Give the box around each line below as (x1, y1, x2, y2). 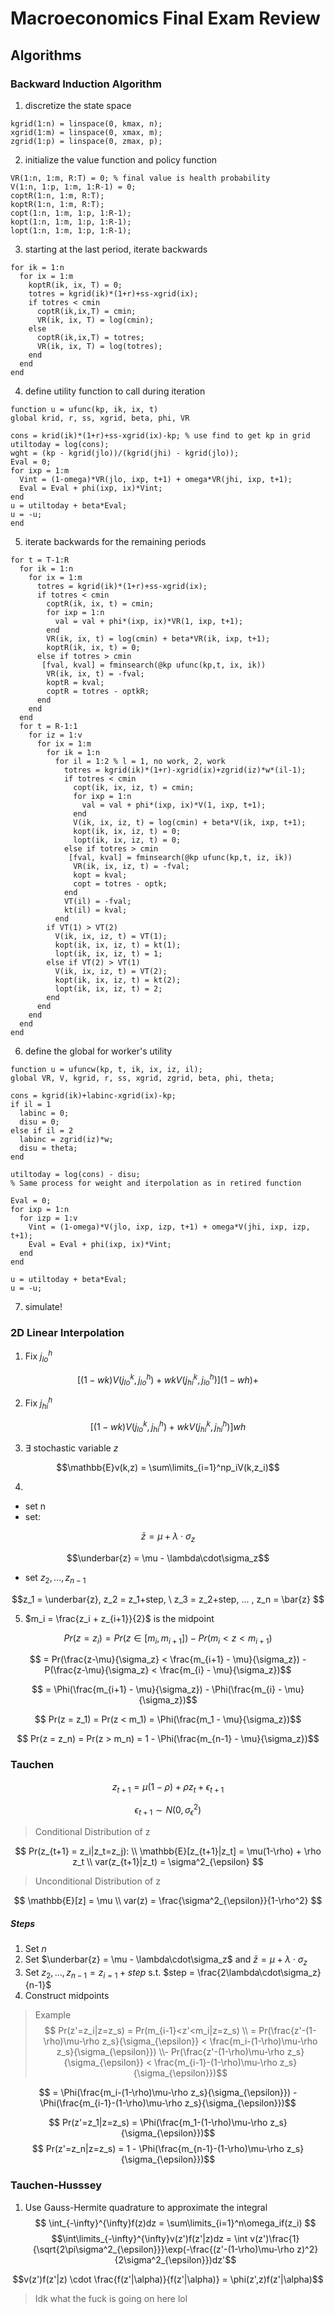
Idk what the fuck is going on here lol (34, 2292, 188, 2304)
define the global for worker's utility (24, 1045, 173, 1057)
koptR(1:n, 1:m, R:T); (10, 199, 105, 209)
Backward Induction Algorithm (10, 77, 162, 91)
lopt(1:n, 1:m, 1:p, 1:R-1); (10, 225, 132, 236)
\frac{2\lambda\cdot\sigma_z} (196, 1966, 322, 1978)
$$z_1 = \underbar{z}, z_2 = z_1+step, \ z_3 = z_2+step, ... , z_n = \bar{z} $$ (11, 1593, 325, 1605)
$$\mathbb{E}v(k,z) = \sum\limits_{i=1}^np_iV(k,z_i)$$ (56, 1461, 280, 1473)
